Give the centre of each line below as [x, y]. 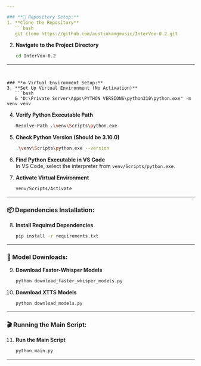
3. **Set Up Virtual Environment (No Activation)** [72, 88]
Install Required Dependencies [54, 225]
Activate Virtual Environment [52, 178]
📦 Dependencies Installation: [51, 210]
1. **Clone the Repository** [43, 22]
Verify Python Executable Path [54, 115]
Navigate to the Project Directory [57, 45]
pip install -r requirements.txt [57, 236]
